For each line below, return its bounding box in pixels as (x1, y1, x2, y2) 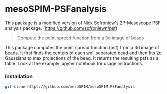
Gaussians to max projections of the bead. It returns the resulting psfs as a (5, 55, 159, 61)
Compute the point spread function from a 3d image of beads (17, 35, 144, 41)
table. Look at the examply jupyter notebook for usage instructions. (5, 60, 143, 66)
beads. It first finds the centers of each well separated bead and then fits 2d (5, 50, 162, 56)
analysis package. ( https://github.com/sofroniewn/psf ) (5, 25, 118, 31)
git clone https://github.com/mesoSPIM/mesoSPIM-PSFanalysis (5, 84, 135, 89)
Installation (5, 73, 33, 80)
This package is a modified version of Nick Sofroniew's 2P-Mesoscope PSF (5, 20, 161, 26)
